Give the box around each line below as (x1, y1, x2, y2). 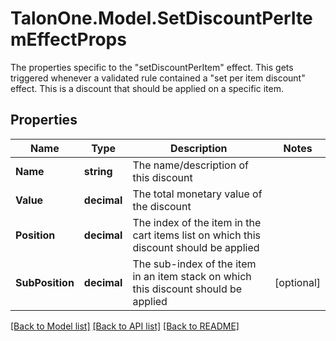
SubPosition (15, 275, 75, 289)
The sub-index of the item (132, 257, 257, 271)
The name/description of (132, 158, 249, 172)
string (83, 164, 113, 178)
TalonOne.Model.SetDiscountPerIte (10, 7, 313, 30)
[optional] (274, 275, 321, 289)
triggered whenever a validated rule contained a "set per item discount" (10, 72, 306, 84)
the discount (132, 199, 192, 213)
